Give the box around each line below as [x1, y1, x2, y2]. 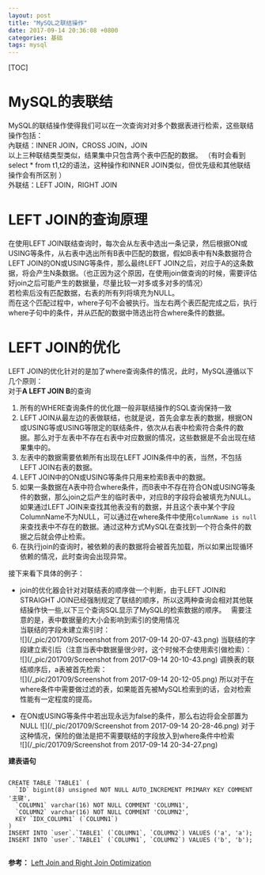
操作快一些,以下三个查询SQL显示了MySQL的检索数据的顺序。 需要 [26, 605, 245, 614]
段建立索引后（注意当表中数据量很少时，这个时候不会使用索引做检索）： [19, 644, 252, 654]
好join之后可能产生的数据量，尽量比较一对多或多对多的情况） [8, 278, 207, 288]
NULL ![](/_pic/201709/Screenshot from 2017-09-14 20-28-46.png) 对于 [19, 720, 256, 730]
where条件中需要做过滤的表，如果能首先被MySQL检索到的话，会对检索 [19, 684, 252, 694]
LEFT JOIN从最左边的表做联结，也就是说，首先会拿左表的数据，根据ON [19, 413, 253, 422]
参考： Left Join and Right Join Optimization [8, 858, 152, 867]
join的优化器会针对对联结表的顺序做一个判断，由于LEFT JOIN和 [19, 585, 226, 594]
